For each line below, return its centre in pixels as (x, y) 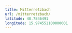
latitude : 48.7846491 (27, 18)
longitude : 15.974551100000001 (36, 23)
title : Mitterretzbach (28, 9)
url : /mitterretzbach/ (28, 14)
